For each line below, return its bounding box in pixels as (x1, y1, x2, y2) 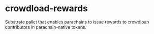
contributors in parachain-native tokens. (5, 24, 87, 30)
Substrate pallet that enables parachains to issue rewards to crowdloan (5, 19, 149, 25)
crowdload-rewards (5, 3, 88, 14)
